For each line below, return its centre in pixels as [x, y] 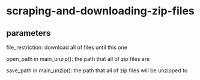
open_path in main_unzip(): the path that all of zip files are [78, 59]
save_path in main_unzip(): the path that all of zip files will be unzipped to [97, 70]
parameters [29, 33]
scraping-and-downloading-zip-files [101, 11]
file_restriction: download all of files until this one [67, 47]
